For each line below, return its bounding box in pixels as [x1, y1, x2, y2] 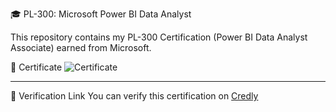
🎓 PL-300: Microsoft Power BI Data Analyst [10, 8, 192, 20]
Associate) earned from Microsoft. [10, 42, 152, 53]
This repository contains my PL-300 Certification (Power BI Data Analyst [10, 31, 308, 43]
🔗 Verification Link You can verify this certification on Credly [10, 90, 259, 102]
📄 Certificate [10, 61, 63, 73]
